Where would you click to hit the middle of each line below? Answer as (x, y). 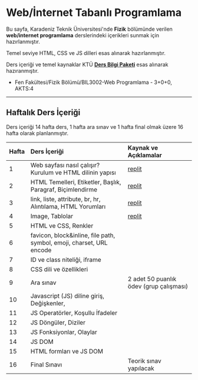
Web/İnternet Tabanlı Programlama (94, 13)
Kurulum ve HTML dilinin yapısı (73, 173)
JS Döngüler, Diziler (58, 322)
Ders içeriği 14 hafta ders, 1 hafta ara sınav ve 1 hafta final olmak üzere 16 (95, 126)
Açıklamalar (145, 155)
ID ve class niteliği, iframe (66, 259)
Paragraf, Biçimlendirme (64, 189)
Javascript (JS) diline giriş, (67, 295)
